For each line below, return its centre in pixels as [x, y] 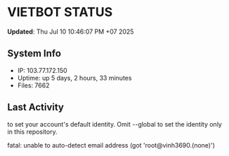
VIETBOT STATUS [60, 12]
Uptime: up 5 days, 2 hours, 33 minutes [74, 78]
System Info [34, 54]
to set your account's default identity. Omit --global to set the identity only [115, 124]
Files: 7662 [33, 85]
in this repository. [32, 132]
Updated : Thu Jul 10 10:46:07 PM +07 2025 [71, 31]
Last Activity [36, 107]
